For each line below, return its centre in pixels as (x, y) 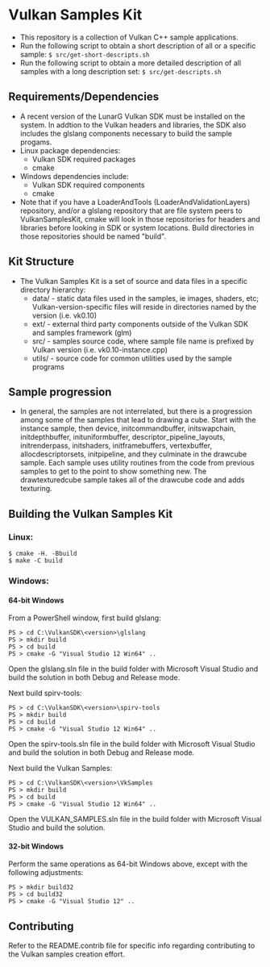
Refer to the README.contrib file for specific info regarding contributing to (132, 946)
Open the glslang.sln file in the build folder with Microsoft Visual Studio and (133, 669)
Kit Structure (42, 262)
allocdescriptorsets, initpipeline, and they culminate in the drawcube (133, 454)
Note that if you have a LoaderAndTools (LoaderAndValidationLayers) (135, 202)
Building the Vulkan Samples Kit (91, 514)
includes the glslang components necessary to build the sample (126, 133)
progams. (36, 142)
